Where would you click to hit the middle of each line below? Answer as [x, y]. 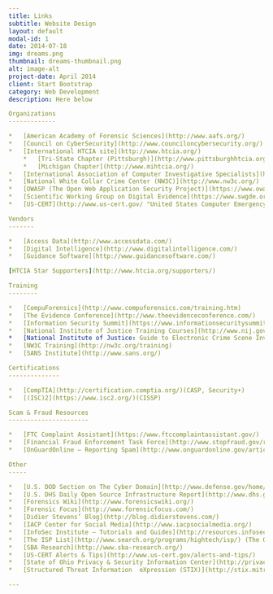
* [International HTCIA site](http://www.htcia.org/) [105, 151]
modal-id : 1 [28, 39]
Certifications [34, 368]
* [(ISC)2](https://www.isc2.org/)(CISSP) [85, 398]
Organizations [32, 114]
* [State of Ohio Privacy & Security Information [97, 562]
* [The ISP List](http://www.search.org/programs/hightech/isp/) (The [134, 539]
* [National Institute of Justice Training [87, 330]
